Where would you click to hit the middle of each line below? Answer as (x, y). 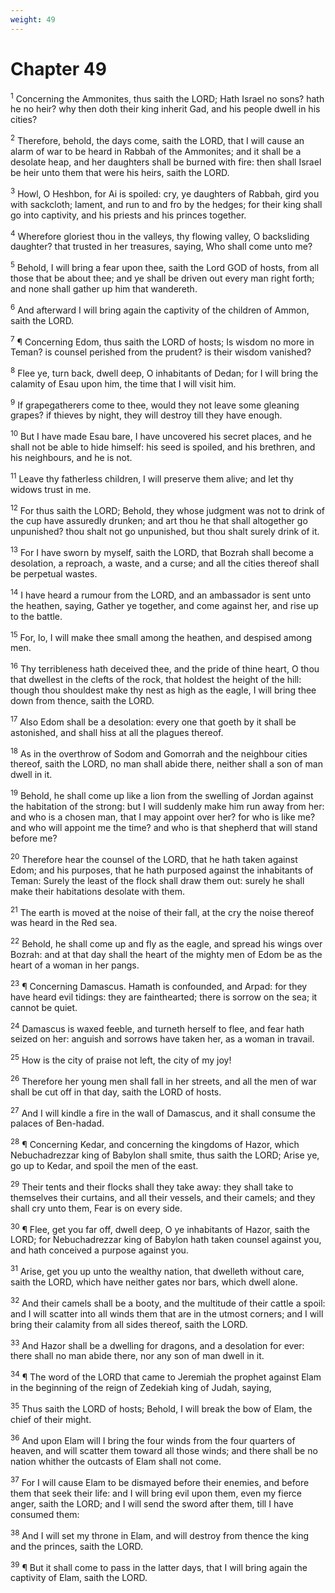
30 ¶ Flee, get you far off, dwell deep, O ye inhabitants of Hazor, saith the (160, 1228)
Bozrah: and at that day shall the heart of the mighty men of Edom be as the (166, 954)
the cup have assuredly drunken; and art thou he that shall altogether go (159, 521)
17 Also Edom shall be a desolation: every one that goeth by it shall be (153, 721)
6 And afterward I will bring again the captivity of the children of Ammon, (160, 309)
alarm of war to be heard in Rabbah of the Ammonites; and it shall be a (156, 151)
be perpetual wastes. (54, 574)
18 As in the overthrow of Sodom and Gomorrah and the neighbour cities (159, 753)
